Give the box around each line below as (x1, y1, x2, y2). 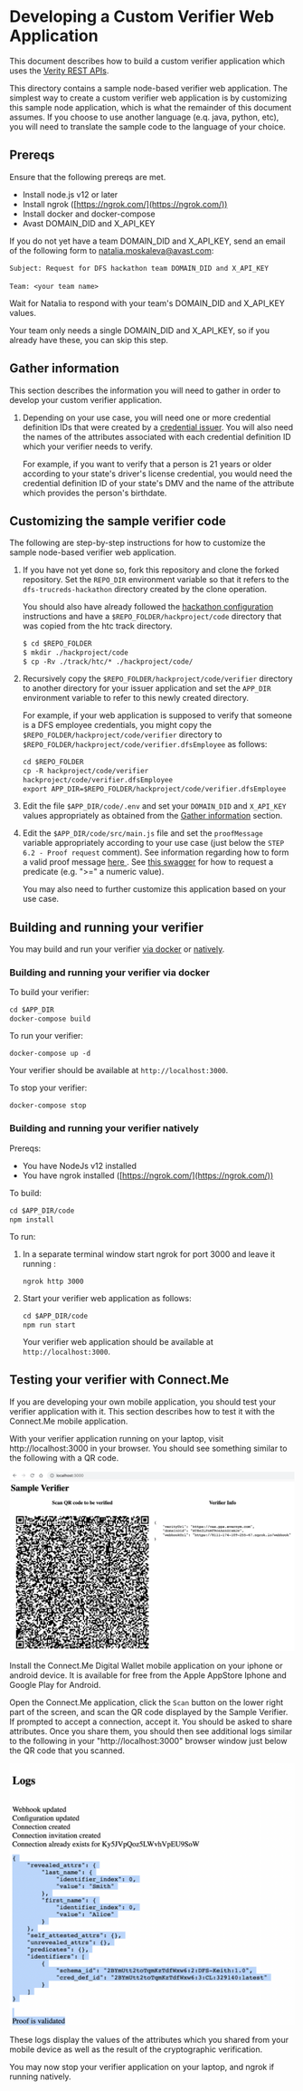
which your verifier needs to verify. (22, 441, 154, 452)
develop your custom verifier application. (9, 394, 163, 405)
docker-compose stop (9, 1101, 88, 1110)
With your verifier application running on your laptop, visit (9, 1433, 224, 1444)
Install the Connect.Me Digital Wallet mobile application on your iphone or (9, 1660, 283, 1672)
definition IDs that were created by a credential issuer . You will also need (22, 421, 294, 432)
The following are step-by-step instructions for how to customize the (9, 537, 266, 549)
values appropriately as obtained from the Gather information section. (22, 811, 283, 821)
